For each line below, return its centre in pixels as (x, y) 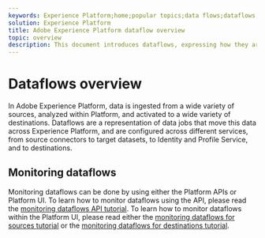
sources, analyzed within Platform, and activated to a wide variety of (119, 115)
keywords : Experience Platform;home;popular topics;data (104, 15)
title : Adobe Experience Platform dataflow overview (97, 30)
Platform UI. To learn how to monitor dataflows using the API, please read (127, 200)
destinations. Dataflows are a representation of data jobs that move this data (132, 123)
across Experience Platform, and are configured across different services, (128, 131)
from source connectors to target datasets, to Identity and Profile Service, (128, 140)
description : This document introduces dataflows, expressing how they (128, 45)
